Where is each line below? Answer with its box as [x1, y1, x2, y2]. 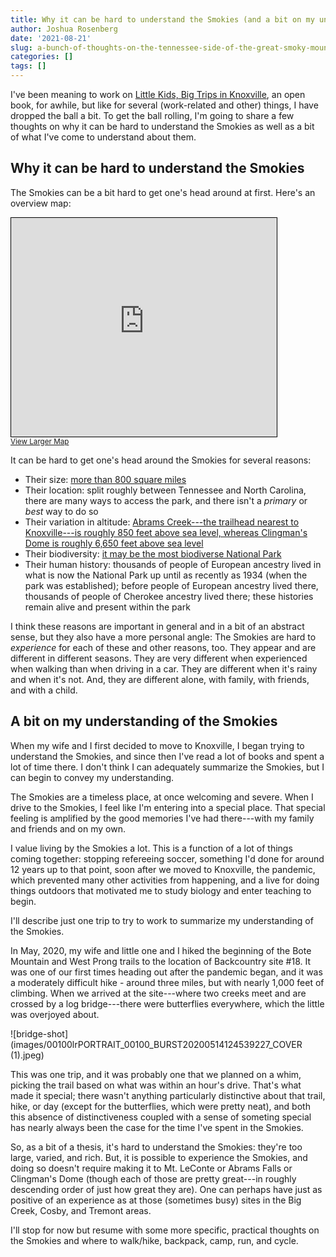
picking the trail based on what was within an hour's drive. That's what [10, 1079, 302, 1091]
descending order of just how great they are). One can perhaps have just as [10, 1183, 323, 1195]
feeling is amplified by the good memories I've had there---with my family [10, 812, 315, 824]
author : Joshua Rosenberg [10, 24, 118, 34]
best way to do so [24, 505, 99, 517]
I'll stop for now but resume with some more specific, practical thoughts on [10, 1224, 320, 1236]
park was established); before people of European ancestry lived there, [24, 579, 319, 591]
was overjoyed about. [10, 1008, 100, 1020]
